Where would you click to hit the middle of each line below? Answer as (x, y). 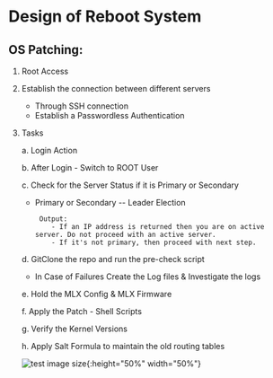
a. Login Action (49, 150)
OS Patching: (46, 50)
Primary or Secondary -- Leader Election (110, 202)
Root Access (45, 71)
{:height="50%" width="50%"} (144, 364)
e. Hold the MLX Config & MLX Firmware (97, 294)
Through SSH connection (82, 106)
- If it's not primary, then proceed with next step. (154, 242)
